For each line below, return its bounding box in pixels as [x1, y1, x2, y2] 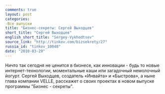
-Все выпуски [5, 21, 32, 26]
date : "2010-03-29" [5, 48, 46, 53]
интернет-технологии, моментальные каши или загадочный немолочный [5, 67, 161, 73]
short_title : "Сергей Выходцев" [5, 30, 72, 35]
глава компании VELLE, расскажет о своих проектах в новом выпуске [5, 78, 155, 84]
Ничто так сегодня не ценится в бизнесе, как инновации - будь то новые [5, 62, 160, 68]
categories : [5, 16, 30, 21]
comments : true [5, 7, 37, 12]
